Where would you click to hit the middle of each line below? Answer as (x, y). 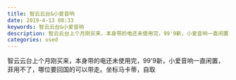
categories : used (33, 40)
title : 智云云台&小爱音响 (41, 14)
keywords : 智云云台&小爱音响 (46, 27)
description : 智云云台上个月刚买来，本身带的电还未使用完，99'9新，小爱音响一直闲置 (118, 33)
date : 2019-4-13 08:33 (41, 20)
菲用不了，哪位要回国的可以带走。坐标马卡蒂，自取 (81, 69)
